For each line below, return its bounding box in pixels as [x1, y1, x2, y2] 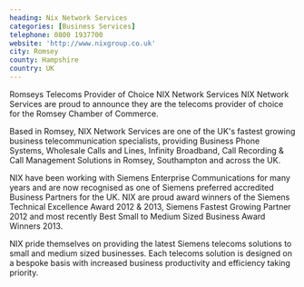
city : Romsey [9, 47, 59, 56]
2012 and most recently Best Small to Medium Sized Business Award [9, 211, 266, 222]
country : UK [9, 64, 54, 74]
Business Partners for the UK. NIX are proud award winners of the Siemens [9, 192, 290, 203]
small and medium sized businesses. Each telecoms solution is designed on [9, 247, 293, 259]
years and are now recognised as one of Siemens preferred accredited [9, 182, 274, 193]
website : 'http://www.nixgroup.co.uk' [9, 38, 156, 48]
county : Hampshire [9, 55, 79, 64]
